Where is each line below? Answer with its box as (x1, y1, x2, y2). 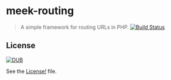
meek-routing (6, 4, 74, 18)
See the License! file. (6, 68, 57, 75)
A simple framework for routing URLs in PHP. (20, 24, 129, 31)
